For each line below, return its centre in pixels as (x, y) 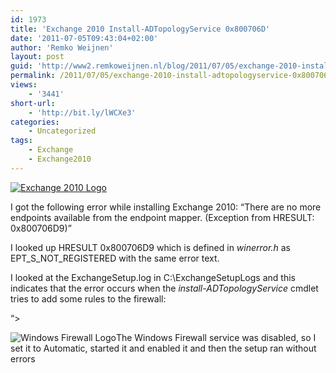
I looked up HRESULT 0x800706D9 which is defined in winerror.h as (150, 247)
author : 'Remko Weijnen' (62, 47)
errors (23, 358)
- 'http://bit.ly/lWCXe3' (82, 112)
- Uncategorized (62, 131)
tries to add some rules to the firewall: (88, 298)
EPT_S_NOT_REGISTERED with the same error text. (115, 258)
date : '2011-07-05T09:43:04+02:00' (84, 38)
